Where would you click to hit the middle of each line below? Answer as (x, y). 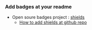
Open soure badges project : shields (48, 17)
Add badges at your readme (38, 7)
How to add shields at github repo (53, 22)
